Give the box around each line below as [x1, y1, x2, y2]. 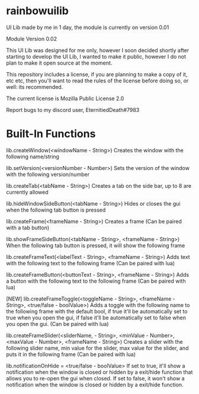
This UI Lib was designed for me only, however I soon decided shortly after [6, 46, 190, 54]
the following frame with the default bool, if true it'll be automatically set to [6, 307, 188, 315]
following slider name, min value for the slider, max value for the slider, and [6, 344, 189, 351]
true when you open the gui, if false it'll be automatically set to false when [6, 314, 187, 321]
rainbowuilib [6, 4, 69, 18]
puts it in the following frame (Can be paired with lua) [6, 351, 136, 358]
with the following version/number [6, 171, 90, 178]
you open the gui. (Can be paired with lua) [6, 320, 109, 327]
